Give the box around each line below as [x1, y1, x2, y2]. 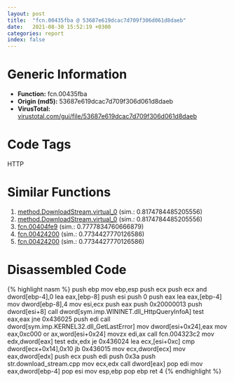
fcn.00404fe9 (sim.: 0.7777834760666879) [17, 222, 144, 231]
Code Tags [7, 137, 71, 153]
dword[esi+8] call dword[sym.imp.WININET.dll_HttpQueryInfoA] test [7, 307, 205, 315]
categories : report [7, 29, 64, 37]
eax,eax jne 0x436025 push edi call [7, 315, 111, 323]
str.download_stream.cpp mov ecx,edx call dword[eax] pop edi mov [7, 359, 203, 368]
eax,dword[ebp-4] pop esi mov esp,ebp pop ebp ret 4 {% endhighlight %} [7, 367, 222, 375]
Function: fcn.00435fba [17, 90, 88, 98]
